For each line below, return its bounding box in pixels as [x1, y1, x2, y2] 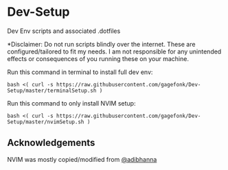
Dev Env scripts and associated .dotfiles [7, 27, 121, 35]
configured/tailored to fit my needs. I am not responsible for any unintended [7, 47, 222, 56]
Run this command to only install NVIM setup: [7, 99, 136, 107]
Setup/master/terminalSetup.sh [7, 87, 97, 94]
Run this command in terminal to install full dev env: [7, 68, 153, 76]
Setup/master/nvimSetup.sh [7, 118, 84, 125]
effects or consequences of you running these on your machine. [7, 54, 189, 62]
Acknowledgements [7, 137, 95, 149]
